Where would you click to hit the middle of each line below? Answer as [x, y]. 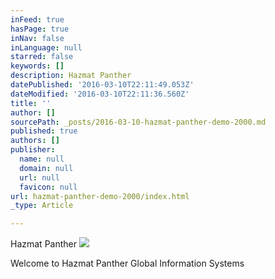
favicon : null [48, 187]
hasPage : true [40, 29]
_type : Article [42, 206]
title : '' [31, 103]
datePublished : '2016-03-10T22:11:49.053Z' [102, 85]
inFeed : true [37, 19]
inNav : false [37, 38]
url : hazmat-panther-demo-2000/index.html [100, 196]
